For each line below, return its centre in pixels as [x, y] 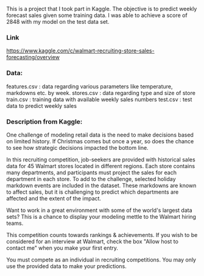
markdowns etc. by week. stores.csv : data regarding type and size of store [101, 93]
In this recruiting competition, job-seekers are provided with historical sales [101, 159]
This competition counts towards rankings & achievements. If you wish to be [102, 235]
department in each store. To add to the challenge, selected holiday [91, 179]
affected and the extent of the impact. [54, 198]
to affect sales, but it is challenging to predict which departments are [93, 192]
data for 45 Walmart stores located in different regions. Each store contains [101, 166]
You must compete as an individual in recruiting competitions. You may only [101, 260]
